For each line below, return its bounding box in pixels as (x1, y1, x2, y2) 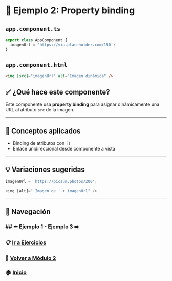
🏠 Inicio (5, 269, 27, 276)
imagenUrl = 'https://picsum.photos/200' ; (5, 179, 97, 184)
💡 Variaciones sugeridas (5, 165, 85, 174)
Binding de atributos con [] (12, 140, 71, 146)
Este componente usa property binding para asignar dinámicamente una (5, 101, 160, 107)
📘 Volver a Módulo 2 (5, 254, 56, 261)
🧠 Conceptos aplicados (5, 126, 81, 135)
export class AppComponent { (5, 38, 68, 43)
